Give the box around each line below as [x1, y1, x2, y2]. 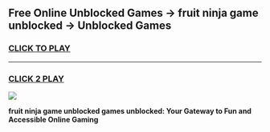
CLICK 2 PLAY [8, 73, 64, 84]
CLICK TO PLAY [8, 43, 71, 54]
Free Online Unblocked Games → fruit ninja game [8, 6, 259, 20]
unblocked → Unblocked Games [8, 19, 172, 33]
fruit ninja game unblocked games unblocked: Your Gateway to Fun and [8, 106, 252, 115]
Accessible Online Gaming [8, 114, 99, 124]
